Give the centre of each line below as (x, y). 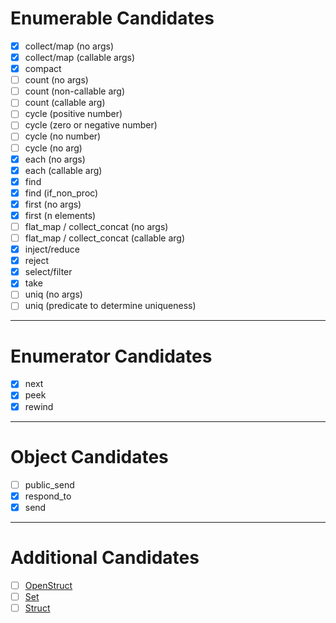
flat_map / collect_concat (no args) (96, 226)
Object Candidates (89, 456)
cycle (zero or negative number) (91, 125)
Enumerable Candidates (112, 18)
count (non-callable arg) (75, 91)
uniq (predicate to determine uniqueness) (110, 306)
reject (37, 261)
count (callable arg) (65, 103)
